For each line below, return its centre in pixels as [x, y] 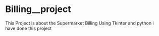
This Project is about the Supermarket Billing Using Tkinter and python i [79, 23]
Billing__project [38, 9]
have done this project [29, 28]
